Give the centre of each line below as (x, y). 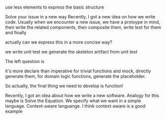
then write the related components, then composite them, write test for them (83, 27)
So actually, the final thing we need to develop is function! (64, 86)
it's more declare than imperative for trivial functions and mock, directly (78, 71)
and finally (16, 32)
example (14, 111)
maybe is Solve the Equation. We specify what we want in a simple (73, 101)
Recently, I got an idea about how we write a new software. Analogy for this (82, 95)
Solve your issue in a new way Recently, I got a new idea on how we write (80, 17)
